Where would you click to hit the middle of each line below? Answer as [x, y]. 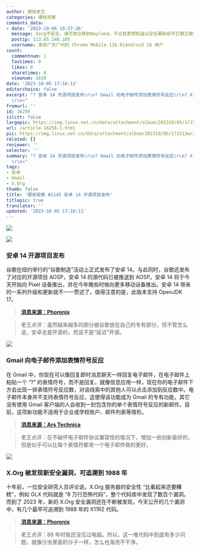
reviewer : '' [22, 145]
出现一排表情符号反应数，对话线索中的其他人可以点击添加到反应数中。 [102, 389]
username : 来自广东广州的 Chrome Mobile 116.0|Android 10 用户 [87, 45]
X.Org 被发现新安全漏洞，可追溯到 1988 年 [67, 473]
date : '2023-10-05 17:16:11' [42, 84]
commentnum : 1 [29, 56]
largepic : [18, 123]
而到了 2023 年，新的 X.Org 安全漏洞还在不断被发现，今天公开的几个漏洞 [96, 502]
